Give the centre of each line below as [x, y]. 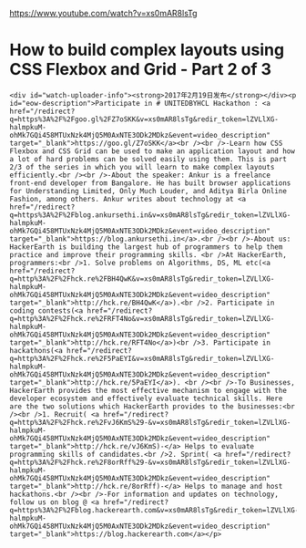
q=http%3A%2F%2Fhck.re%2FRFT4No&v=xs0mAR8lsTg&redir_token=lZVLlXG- [142, 318]
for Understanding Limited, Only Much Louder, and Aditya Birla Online [148, 191]
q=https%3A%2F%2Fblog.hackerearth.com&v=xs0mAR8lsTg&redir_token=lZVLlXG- [154, 510]
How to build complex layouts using [147, 50]
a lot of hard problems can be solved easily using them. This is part [148, 159]
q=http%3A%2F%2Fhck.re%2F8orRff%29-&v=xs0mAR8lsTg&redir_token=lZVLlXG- [150, 462]
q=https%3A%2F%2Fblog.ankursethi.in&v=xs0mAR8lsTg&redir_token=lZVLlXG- [150, 215]
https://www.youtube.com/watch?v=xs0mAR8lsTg [103, 13]
